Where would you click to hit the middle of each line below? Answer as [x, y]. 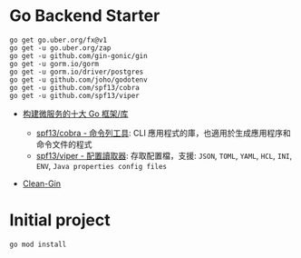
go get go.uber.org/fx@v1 [58, 40]
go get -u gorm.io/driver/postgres [77, 72]
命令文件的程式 [64, 144]
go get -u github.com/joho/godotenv [78, 79]
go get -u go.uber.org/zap [60, 48]
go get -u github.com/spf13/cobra [75, 87]
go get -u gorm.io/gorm [54, 64]
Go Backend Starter [85, 16]
